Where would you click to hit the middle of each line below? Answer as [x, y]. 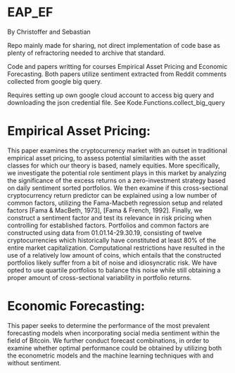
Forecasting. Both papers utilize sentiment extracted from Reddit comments [117, 74]
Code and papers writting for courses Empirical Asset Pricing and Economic [118, 66]
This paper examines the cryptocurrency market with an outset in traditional [117, 150]
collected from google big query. [55, 81]
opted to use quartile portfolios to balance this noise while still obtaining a [114, 270]
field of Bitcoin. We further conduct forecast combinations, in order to [108, 340]
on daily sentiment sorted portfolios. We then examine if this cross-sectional [118, 188]
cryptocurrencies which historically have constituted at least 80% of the [112, 240]
